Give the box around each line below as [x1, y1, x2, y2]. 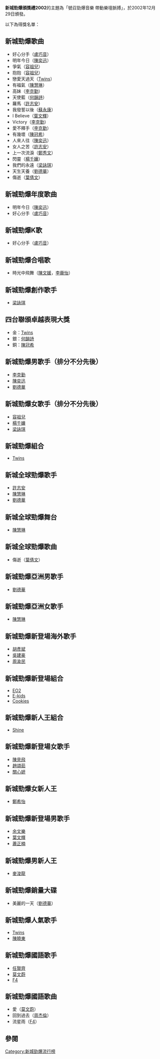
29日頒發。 [5, 11, 28, 17]
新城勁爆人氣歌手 [5, 916, 57, 925]
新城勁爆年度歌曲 [5, 190, 57, 199]
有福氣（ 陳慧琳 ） [12, 82, 47, 88]
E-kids [12, 693, 26, 698]
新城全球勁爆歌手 [5, 470, 57, 479]
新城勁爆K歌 [5, 226, 43, 234]
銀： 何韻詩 [12, 335, 34, 341]
